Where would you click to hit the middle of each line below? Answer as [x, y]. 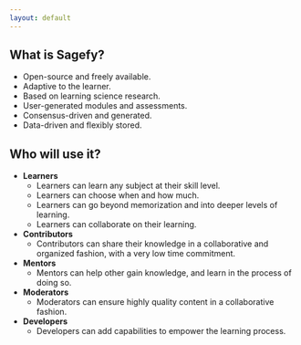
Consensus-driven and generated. [87, 116]
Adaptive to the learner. [67, 87]
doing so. [54, 283]
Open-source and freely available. [87, 77]
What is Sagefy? [57, 55]
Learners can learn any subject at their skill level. [128, 186]
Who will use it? [56, 154]
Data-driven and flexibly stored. [83, 125]
